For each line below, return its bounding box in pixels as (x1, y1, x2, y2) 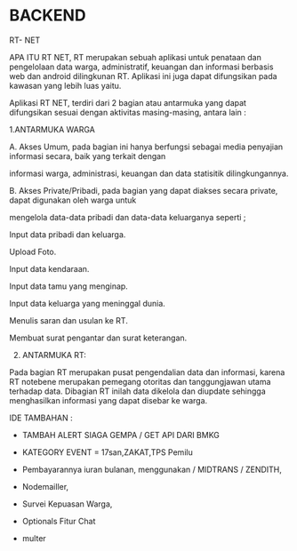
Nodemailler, (21, 481, 69, 491)
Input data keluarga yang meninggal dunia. (9, 298, 166, 308)
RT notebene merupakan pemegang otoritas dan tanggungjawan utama (9, 376, 271, 387)
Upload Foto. (9, 246, 57, 257)
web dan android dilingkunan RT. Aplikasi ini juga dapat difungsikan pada (9, 70, 277, 81)
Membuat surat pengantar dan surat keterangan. (9, 332, 188, 343)
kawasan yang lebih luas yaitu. (9, 80, 122, 91)
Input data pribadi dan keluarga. (9, 228, 126, 240)
